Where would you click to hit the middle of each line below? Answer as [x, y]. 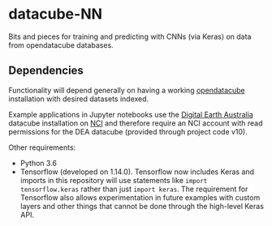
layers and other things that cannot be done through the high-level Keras [142, 206]
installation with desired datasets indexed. [79, 99]
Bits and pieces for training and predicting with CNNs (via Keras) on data [130, 36]
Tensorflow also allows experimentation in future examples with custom [140, 197]
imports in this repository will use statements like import [114, 180]
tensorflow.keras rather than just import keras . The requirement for [134, 189]
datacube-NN [56, 14]
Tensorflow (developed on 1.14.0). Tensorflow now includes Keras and [137, 172]
